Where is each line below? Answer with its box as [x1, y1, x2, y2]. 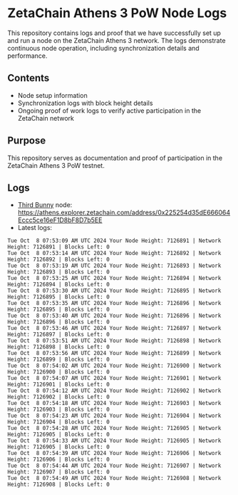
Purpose [7, 134, 46, 147]
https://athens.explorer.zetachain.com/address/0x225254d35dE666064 [17, 209, 230, 217]
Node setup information [17, 91, 88, 99]
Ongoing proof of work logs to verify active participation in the [17, 106, 202, 115]
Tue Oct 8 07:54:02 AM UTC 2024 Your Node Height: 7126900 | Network [7, 362, 222, 369]
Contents [7, 72, 50, 84]
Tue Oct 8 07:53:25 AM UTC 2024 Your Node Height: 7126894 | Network [7, 275, 222, 282]
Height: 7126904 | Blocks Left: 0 [7, 419, 110, 426]
